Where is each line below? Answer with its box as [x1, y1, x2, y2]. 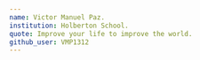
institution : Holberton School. [9, 21, 129, 30]
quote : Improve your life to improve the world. [9, 29, 193, 38]
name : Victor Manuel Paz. [9, 12, 105, 22]
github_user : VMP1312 [9, 37, 90, 47]
